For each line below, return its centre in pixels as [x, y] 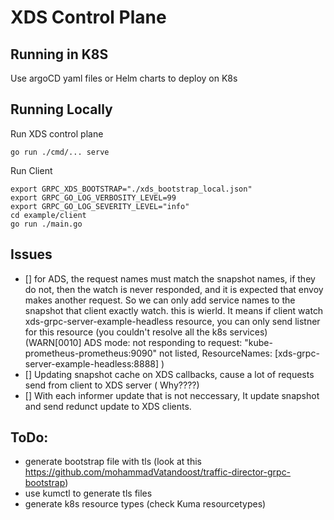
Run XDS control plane [57, 133]
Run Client [31, 170]
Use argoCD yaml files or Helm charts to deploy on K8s [124, 78]
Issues [31, 254]
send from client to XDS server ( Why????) [112, 385]
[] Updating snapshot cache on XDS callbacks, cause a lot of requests [169, 374]
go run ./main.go [46, 224]
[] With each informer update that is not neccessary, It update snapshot [172, 395]
